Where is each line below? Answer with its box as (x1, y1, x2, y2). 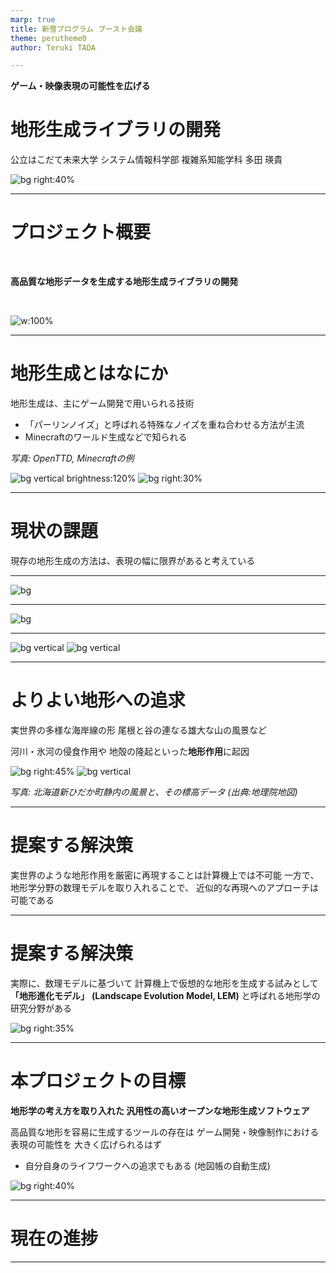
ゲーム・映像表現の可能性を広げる (10, 80, 151, 92)
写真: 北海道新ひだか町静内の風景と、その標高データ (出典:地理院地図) (10, 786, 298, 798)
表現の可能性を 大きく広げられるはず (10, 1138, 162, 1150)
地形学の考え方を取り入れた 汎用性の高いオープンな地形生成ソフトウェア (10, 1104, 310, 1116)
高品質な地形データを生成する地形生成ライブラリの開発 (10, 276, 238, 288)
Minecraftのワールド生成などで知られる (24, 431, 188, 443)
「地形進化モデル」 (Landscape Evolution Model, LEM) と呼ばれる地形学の (10, 989, 321, 1001)
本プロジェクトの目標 (10, 1070, 187, 1092)
